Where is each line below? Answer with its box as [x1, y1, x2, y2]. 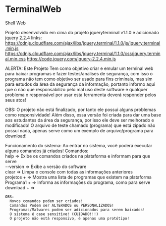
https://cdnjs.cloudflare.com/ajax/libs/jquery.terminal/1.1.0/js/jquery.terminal [5, 40, 161, 46]
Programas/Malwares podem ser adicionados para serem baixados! [9, 207, 145, 212]
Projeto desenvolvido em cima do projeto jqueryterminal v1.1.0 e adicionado [5, 29, 160, 35]
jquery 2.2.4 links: [5, 35, 42, 41]
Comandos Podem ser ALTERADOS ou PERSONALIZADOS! [9, 203, 114, 208]
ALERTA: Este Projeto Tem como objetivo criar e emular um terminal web [5, 65, 154, 71]
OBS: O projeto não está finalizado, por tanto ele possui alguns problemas [5, 107, 156, 113]
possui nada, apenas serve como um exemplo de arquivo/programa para [5, 127, 154, 133]
